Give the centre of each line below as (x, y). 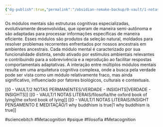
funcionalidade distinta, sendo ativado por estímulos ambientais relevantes (80, 54)
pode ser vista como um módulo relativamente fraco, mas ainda (69, 75)
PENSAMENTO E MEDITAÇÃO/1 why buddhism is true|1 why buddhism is (77, 105)
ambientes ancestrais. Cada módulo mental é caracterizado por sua (73, 49)
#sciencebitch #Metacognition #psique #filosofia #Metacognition (70, 119)
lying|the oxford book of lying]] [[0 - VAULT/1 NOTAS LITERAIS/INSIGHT (77, 99)
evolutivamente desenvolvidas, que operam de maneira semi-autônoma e (78, 28)
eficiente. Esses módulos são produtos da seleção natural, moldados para (79, 39)
